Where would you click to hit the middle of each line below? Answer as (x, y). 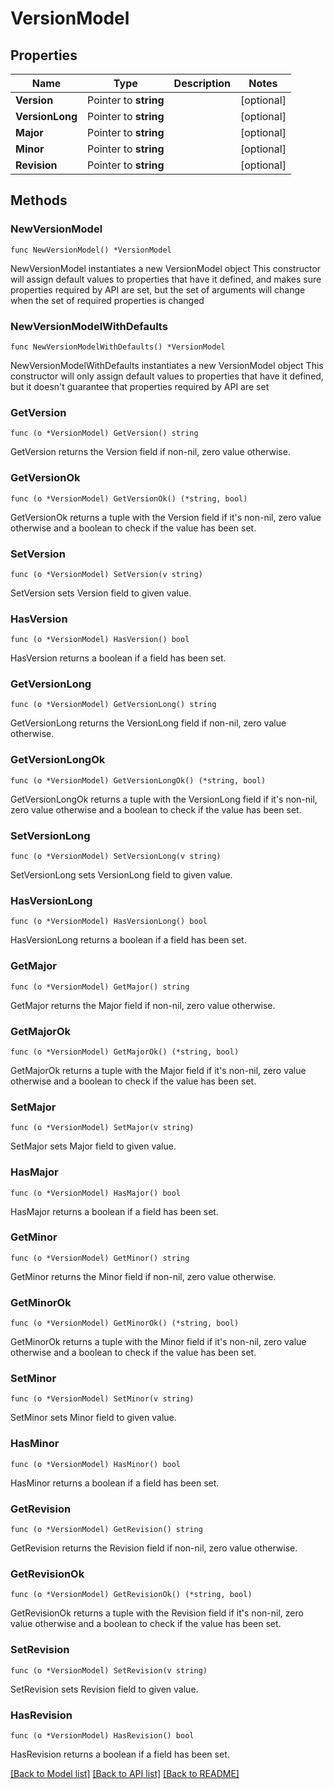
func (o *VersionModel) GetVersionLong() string (113, 705)
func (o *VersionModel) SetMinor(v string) (102, 1399)
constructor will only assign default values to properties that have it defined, (167, 376)
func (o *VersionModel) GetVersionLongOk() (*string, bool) (138, 780)
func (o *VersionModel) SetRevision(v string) (109, 1670)
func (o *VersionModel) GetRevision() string (106, 1530)
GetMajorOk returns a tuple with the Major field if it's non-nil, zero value (158, 1070)
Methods (39, 200)
